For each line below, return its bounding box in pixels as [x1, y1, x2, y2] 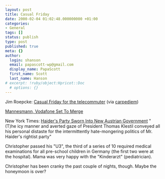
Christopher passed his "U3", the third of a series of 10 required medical [5, 143, 152, 149]
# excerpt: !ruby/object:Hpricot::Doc [5, 80, 85, 85]
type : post [5, 39, 28, 44]
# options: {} [9, 85, 38, 90]
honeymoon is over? [5, 168, 46, 174]
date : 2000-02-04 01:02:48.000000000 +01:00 [5, 16, 98, 21]
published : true [5, 44, 38, 49]
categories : [5, 21, 30, 26]
